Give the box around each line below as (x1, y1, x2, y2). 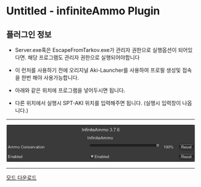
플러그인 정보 (6, 29, 52, 39)
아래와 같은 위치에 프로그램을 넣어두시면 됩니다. (14, 87, 126, 94)
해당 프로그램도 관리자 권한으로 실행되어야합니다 (28, 54, 140, 61)
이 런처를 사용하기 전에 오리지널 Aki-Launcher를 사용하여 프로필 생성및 (14, 67, 181, 73)
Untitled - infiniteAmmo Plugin (6, 4, 160, 18)
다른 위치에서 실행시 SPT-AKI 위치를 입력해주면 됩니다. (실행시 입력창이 (14, 100, 181, 106)
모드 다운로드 (6, 174, 37, 181)
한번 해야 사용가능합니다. (21, 74, 80, 81)
